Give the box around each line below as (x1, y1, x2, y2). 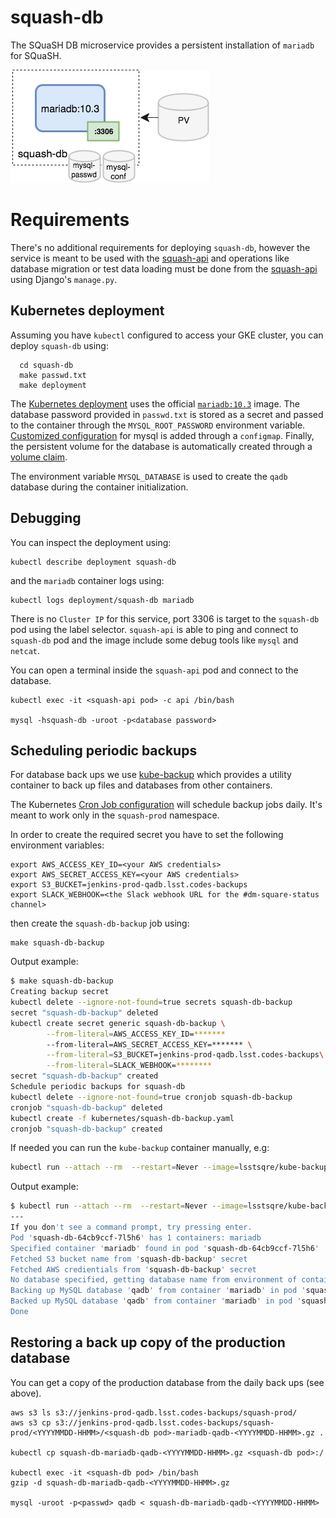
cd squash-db (19, 360, 74, 370)
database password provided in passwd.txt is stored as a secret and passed (10, 408, 324, 420)
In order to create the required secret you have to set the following (10, 829, 284, 841)
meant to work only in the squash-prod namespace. (10, 809, 220, 821)
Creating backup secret (10, 987, 110, 997)
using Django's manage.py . (10, 273, 118, 285)
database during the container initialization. (10, 481, 189, 493)
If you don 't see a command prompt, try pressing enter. (10, 1222, 253, 1233)
